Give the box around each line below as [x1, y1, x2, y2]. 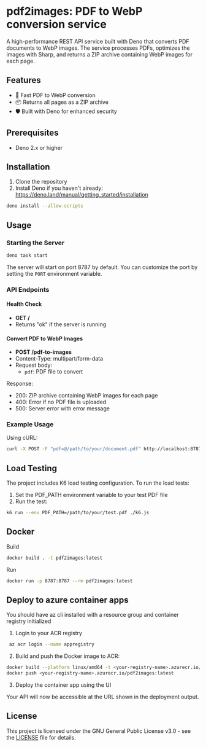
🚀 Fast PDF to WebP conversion [15, 91, 96, 99]
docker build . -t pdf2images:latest [6, 555, 103, 561]
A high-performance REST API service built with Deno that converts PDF [6, 37, 189, 45]
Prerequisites [6, 128, 59, 138]
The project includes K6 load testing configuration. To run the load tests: [6, 479, 189, 487]
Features [6, 75, 41, 85]
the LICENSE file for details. [6, 733, 77, 741]
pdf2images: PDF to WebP [6, 4, 143, 18]
